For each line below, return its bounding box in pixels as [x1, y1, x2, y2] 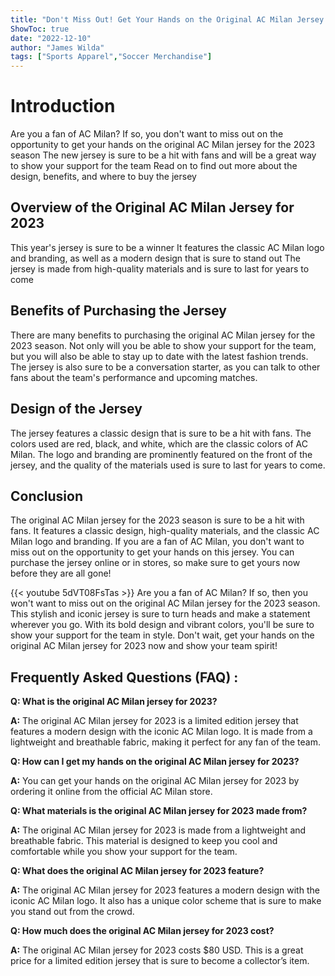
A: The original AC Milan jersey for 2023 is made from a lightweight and [10, 824, 307, 836]
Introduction [10, 95, 116, 118]
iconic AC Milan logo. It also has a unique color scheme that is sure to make [10, 895, 322, 907]
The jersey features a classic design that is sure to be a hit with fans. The [10, 427, 312, 439]
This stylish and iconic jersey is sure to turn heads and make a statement [10, 608, 311, 620]
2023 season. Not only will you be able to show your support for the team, [10, 339, 317, 351]
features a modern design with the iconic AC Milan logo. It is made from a [10, 726, 313, 738]
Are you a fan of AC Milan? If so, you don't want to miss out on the [10, 128, 284, 140]
